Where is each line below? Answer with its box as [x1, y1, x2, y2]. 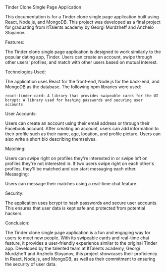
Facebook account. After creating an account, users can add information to [5, 126, 159, 131]
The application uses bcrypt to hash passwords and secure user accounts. [5, 200, 158, 206]
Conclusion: [5, 220, 30, 226]
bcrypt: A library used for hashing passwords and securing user [5, 98, 143, 103]
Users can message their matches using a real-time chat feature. [5, 181, 138, 186]
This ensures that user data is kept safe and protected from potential [5, 205, 145, 211]
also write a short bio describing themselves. [5, 136, 97, 142]
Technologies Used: [5, 69, 46, 75]
